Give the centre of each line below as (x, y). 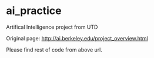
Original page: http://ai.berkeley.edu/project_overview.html (77, 38)
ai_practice (34, 11)
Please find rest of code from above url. (54, 50)
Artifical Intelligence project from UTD (52, 27)
